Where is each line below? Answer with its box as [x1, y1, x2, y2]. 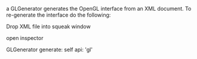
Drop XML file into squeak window [6, 23, 91, 30]
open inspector [6, 35, 44, 41]
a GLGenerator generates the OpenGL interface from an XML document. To [6, 5, 192, 12]
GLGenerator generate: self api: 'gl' [6, 46, 93, 53]
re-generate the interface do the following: [6, 11, 111, 18]
